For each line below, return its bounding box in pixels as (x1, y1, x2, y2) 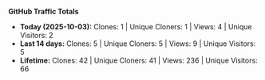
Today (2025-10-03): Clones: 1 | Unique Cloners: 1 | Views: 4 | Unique (19, 22, 252, 31)
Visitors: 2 (19, 31, 53, 40)
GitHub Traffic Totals (8, 7, 79, 16)
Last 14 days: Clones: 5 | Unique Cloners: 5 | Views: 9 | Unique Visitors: (19, 39, 256, 48)
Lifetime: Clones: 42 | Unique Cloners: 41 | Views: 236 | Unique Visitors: (19, 55, 258, 65)
